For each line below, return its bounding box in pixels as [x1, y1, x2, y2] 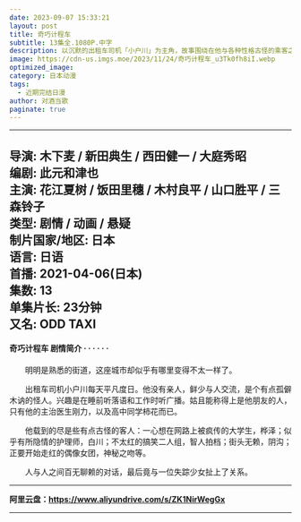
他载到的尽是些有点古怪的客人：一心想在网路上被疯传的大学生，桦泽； [24, 424, 284, 435]
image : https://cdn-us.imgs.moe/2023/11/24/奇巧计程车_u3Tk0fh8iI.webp [9, 55, 276, 64]
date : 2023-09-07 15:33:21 [9, 13, 110, 22]
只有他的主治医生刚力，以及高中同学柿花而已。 [9, 406, 182, 416]
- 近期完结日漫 [17, 88, 66, 97]
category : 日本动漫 [9, 72, 77, 81]
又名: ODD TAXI [9, 316, 97, 331]
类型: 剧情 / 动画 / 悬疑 [9, 216, 132, 231]
